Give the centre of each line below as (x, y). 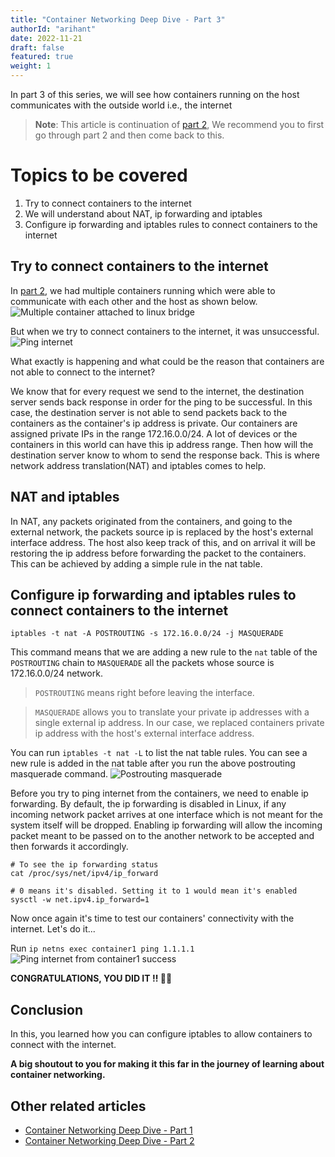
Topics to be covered (99, 175)
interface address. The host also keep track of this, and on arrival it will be (163, 542)
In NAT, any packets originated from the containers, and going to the (151, 521)
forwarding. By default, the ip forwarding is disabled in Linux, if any (148, 804)
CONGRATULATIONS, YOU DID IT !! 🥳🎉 (91, 978)
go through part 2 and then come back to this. (129, 135)
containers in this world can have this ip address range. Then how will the (162, 444)
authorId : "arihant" (53, 29)
